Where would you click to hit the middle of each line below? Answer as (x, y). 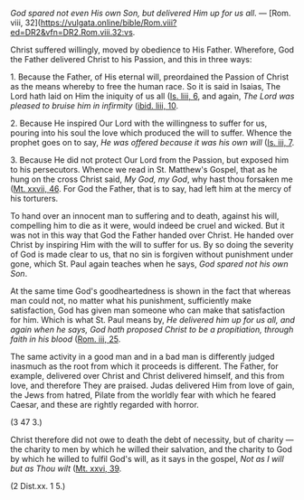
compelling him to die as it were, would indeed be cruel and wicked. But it (147, 226)
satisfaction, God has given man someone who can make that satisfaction (148, 310)
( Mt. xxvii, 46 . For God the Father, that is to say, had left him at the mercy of (151, 189)
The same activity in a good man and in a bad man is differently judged (142, 357)
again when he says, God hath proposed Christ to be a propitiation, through (152, 330)
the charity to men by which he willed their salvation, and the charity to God (152, 449)
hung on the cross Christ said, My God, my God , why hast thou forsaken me (152, 179)
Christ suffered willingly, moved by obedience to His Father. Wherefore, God (152, 50)
